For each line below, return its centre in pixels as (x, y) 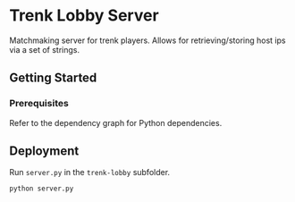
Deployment (44, 151)
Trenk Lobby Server (84, 16)
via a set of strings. (45, 49)
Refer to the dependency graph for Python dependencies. (116, 122)
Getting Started (53, 78)
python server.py (42, 189)
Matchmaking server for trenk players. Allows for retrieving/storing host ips (147, 40)
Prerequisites (39, 104)
